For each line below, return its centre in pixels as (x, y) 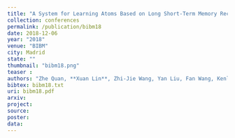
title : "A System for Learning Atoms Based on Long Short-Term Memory (112, 14)
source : (19, 111)
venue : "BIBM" (28, 46)
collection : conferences (43, 20)
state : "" (22, 59)
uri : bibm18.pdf (31, 91)
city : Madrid (26, 53)
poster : (19, 117)
